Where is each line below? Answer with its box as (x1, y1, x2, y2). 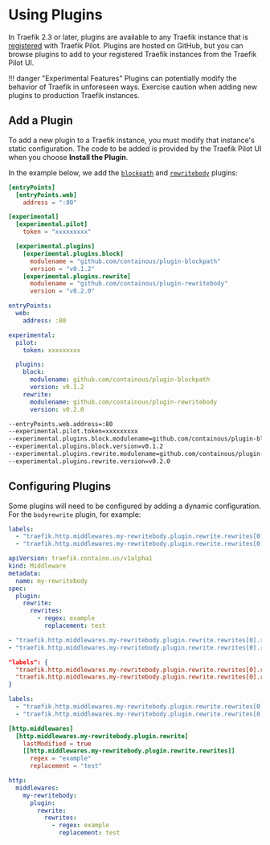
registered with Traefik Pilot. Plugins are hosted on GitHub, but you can (8, 40, 243, 50)
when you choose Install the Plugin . (8, 152, 129, 162)
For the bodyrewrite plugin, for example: (8, 509, 141, 519)
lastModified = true (22, 740, 92, 748)
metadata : (8, 569, 42, 577)
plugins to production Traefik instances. (8, 90, 141, 100)
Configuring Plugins (8, 480, 111, 494)
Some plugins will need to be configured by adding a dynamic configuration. (8, 501, 261, 511)
